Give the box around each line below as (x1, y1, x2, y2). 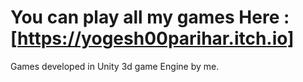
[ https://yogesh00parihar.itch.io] (10, 27, 295, 50)
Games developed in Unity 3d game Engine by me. (10, 60, 220, 72)
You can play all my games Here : (10, 6, 290, 29)
